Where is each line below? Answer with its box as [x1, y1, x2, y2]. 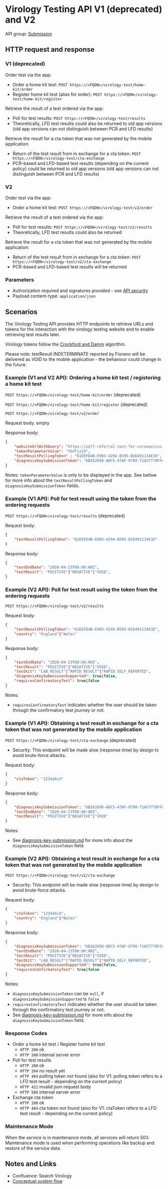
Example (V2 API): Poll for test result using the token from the [5, 586, 157, 593]
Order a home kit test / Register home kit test [12, 1041, 105, 1047]
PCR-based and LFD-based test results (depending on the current [12, 160, 149, 166]
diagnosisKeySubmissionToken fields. [5, 483, 80, 489]
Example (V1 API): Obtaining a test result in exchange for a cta [5, 719, 159, 726]
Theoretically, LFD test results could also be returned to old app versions [12, 120, 162, 126]
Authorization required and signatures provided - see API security [12, 287, 148, 294]
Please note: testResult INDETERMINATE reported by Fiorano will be [5, 351, 145, 357]
